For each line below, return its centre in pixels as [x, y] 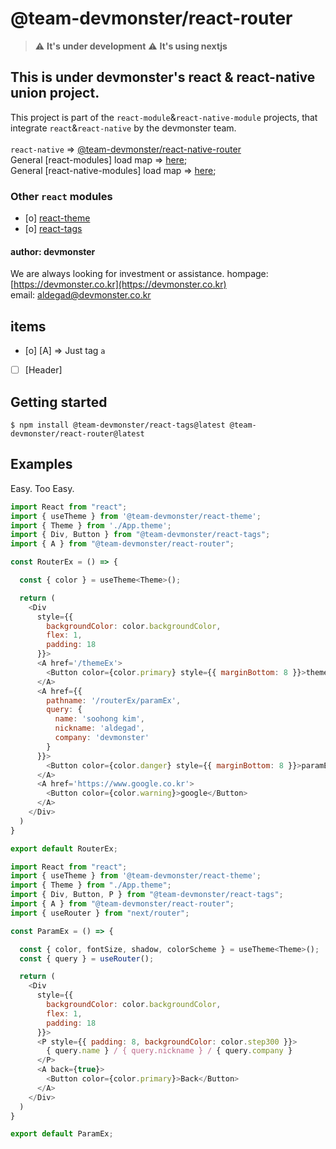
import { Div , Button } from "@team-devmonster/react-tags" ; [140, 535]
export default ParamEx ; [62, 1134]
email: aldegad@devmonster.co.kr [81, 295]
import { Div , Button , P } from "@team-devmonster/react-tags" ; [147, 895]
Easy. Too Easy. [42, 488]
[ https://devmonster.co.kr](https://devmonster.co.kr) [118, 284]
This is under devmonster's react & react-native [163, 77]
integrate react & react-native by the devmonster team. [123, 128]
